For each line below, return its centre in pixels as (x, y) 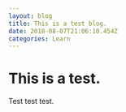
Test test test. (31, 101)
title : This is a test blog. (58, 24)
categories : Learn (39, 39)
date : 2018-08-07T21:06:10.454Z (63, 31)
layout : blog (30, 16)
